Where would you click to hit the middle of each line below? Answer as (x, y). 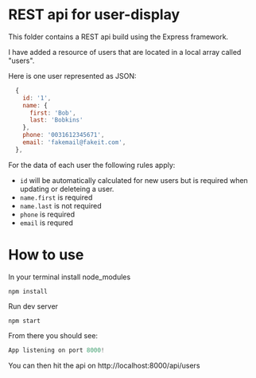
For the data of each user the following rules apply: (92, 165)
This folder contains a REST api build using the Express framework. (118, 37)
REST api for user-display (94, 15)
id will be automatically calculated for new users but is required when (134, 180)
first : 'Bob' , (53, 113)
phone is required (47, 214)
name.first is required (56, 197)
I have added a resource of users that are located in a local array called (125, 52)
